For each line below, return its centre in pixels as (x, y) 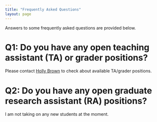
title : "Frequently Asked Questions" (43, 9)
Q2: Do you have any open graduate (79, 91)
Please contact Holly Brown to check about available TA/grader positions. (78, 71)
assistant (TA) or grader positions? (77, 57)
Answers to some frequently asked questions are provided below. (71, 28)
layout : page (18, 14)
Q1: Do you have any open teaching (77, 47)
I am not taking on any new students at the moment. (57, 114)
